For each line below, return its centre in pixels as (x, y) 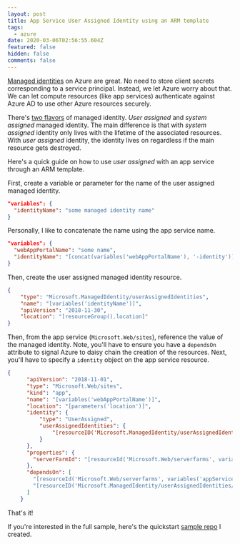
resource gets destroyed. (45, 148)
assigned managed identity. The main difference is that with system (107, 125)
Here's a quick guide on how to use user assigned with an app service (111, 161)
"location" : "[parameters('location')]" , (89, 406)
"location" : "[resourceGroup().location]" (84, 317)
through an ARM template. (46, 169)
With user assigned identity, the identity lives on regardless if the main (111, 140)
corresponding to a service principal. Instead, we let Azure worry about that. (120, 88)
